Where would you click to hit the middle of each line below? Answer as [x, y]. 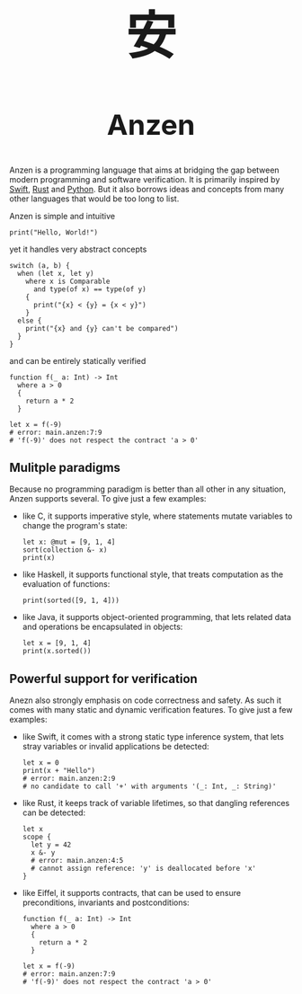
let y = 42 [51, 845]
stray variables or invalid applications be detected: [115, 747]
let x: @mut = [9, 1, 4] [69, 542]
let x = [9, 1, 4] [57, 643]
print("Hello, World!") [54, 232]
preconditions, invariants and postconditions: [106, 902]
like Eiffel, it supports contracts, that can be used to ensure [131, 893]
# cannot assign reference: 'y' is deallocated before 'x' [144, 869]
